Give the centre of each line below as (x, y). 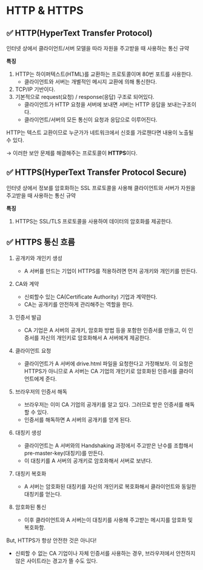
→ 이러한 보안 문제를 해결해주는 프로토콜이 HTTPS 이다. (72, 153)
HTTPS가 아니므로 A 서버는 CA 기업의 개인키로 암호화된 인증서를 (101, 371)
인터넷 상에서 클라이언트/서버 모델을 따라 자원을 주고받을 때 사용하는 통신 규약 (98, 48)
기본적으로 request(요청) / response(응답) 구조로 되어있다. (85, 97)
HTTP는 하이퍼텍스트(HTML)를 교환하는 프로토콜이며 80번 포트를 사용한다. (104, 74)
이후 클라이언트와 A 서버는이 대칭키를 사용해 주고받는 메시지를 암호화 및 (108, 520)
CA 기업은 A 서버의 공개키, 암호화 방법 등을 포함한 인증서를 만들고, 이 (105, 330)
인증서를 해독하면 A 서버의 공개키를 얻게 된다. (78, 419)
